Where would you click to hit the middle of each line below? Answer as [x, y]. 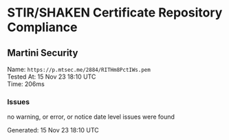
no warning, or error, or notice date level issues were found [91, 117]
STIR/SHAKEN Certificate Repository [115, 13]
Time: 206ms [26, 84]
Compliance [42, 27]
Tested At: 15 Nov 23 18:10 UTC [52, 77]
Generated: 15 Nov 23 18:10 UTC [53, 130]
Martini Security [43, 53]
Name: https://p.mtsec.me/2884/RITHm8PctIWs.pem [79, 69]
